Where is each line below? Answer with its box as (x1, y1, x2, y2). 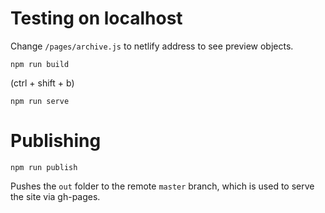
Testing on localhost (10, 7, 183, 30)
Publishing (10, 130, 102, 152)
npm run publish (10, 162, 78, 172)
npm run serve (10, 96, 70, 106)
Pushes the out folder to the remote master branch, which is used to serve (10, 180, 315, 192)
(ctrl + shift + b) (10, 77, 75, 89)
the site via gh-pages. (10, 190, 101, 202)
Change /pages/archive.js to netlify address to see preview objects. (10, 40, 294, 52)
